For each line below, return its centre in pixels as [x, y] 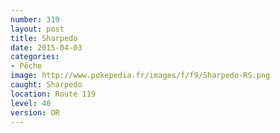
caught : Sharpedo [46, 85]
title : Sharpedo [44, 38]
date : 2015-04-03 [46, 47]
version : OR [35, 112]
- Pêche [26, 66]
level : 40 [31, 103]
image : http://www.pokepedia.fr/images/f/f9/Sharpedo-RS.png [140, 76]
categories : [35, 57]
